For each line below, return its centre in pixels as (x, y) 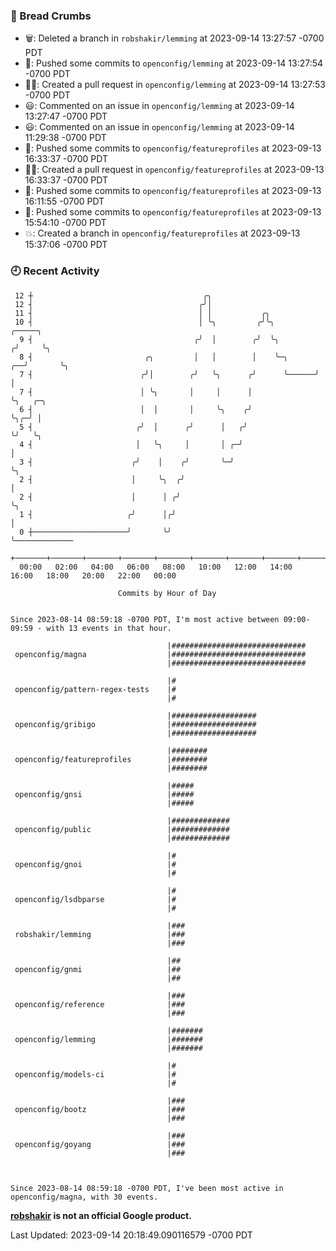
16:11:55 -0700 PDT (64, 201)
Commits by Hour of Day (167, 593)
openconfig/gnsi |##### (104, 794)
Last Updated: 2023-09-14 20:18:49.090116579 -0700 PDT (131, 1235)
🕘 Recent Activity (55, 271)
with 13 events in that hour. (109, 628)
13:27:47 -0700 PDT (66, 116)
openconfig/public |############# (122, 829)
